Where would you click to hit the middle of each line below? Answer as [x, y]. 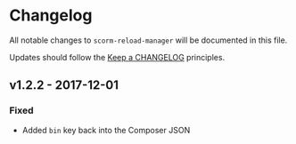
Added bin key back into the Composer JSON [106, 130]
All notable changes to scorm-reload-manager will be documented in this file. [148, 40]
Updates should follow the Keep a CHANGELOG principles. [117, 57]
